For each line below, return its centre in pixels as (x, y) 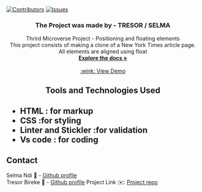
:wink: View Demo (103, 71)
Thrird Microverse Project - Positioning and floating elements (103, 39)
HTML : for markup (57, 111)
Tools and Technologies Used (103, 90)
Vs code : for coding (59, 140)
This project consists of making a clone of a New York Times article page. (103, 45)
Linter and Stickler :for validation (84, 131)
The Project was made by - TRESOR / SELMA (103, 25)
